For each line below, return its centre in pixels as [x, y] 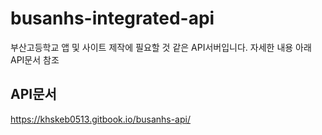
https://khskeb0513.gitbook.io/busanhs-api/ [100, 119]
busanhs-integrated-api [112, 18]
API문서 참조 [35, 59]
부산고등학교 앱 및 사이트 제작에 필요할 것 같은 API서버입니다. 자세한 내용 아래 [161, 47]
